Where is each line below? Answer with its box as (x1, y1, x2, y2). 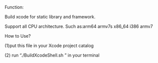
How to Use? (4, 33, 31, 39)
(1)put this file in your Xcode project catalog (4, 43, 94, 49)
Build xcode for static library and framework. (4, 14, 96, 19)
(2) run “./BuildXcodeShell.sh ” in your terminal (4, 52, 100, 58)
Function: (4, 4, 24, 10)
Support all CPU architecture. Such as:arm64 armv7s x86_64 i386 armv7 (4, 23, 153, 29)
